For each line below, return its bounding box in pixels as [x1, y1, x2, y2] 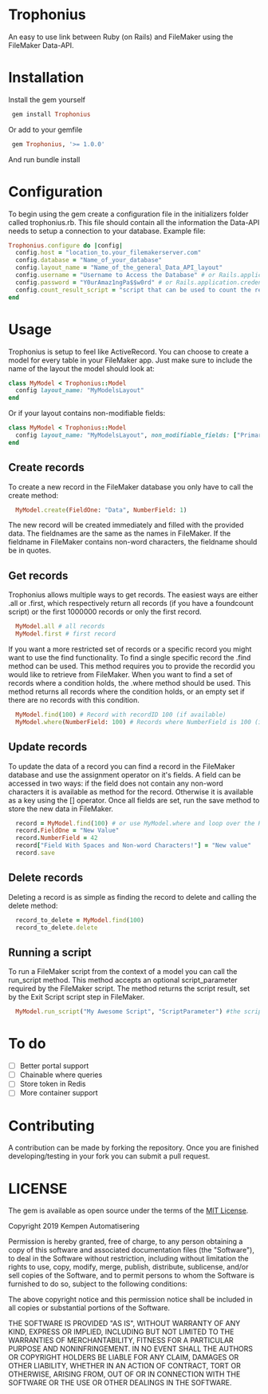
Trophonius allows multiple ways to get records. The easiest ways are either [8, 590, 258, 600]
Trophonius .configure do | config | [8, 241, 124, 249]
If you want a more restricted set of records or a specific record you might [8, 644, 252, 654]
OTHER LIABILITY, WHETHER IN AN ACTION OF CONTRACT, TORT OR [8, 1361, 241, 1371]
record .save [15, 849, 56, 857]
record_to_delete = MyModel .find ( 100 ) [15, 916, 145, 924]
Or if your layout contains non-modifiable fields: [8, 409, 166, 418]
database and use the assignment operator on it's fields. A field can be [8, 770, 242, 779]
